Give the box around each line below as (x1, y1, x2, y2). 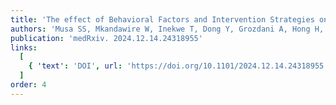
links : (10, 42, 38, 53)
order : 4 (10, 80, 47, 90)
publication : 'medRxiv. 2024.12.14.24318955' (10, 33, 203, 43)
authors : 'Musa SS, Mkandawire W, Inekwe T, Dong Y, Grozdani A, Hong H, (10, 24, 325, 34)
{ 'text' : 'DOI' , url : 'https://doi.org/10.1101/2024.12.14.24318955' (28, 61, 329, 71)
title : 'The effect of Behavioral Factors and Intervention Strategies (10, 14, 315, 25)
